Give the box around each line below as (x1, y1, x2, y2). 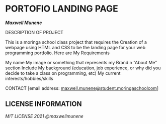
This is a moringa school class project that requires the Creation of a (5, 39, 147, 45)
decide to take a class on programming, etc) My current (5, 70, 121, 76)
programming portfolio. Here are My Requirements (5, 50, 110, 56)
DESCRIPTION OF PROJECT (5, 29, 64, 35)
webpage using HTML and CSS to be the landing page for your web (5, 44, 146, 50)
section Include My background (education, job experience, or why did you (5, 65, 161, 71)
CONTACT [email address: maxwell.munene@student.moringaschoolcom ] (5, 85, 159, 91)
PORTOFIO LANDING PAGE (5, 3, 118, 15)
